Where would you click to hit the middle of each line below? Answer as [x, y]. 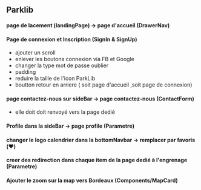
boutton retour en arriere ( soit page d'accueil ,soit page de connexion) [104, 85]
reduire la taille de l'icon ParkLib [55, 79]
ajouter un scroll [35, 53]
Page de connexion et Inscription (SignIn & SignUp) [72, 39]
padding [25, 72]
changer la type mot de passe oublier [62, 65]
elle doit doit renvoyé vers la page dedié [65, 112]
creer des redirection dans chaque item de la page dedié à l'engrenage [97, 160]
